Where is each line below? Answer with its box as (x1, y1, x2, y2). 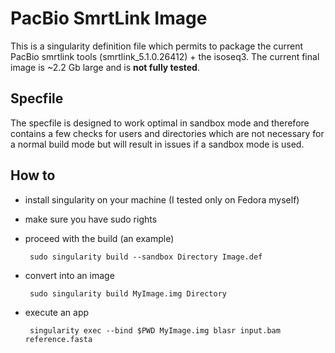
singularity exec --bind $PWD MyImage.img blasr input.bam (29, 325, 281, 336)
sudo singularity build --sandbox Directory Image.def (29, 252, 263, 262)
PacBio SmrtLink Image (10, 7, 208, 30)
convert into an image (24, 269, 115, 281)
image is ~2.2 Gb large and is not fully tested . (10, 61, 200, 73)
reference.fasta (24, 334, 93, 344)
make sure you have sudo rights (24, 213, 158, 225)
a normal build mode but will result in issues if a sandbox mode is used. (10, 138, 305, 150)
